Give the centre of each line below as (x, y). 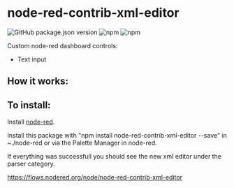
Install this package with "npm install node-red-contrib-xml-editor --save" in (117, 136)
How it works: (38, 81)
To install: (29, 105)
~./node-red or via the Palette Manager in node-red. (82, 143)
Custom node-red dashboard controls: (63, 45)
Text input (32, 59)
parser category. (31, 164)
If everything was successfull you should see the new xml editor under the (115, 157)
